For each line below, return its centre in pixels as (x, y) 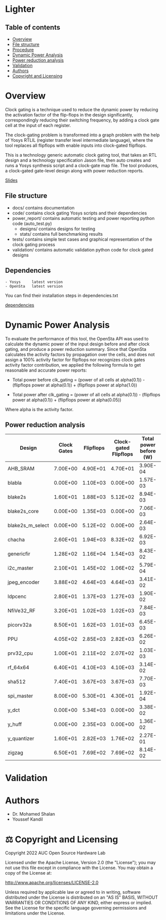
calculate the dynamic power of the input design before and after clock (77, 344)
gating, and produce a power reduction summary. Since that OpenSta (76, 349)
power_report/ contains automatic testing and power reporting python (83, 218)
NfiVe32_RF (21, 611)
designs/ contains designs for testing (57, 229)
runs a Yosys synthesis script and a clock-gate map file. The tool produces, (82, 165)
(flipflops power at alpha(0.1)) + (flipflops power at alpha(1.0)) (75, 385)
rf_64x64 (19, 668)
